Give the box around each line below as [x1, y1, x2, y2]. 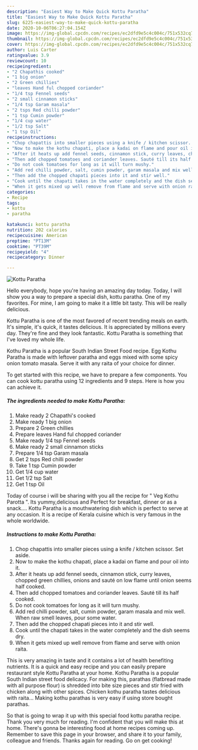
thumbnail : [6, 36, 33, 42]
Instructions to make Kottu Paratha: [6, 531, 96, 538]
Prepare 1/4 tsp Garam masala [15, 449, 89, 456]
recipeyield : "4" [6, 249, 49, 255]
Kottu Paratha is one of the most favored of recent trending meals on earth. [6, 317, 189, 324]
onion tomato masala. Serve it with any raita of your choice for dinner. [6, 360, 176, 367]
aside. [15, 552, 31, 559]
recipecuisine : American [6, 232, 68, 238]
